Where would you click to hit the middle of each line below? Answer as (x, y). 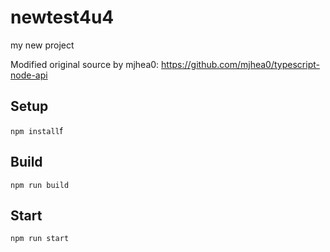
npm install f (36, 130)
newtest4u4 (62, 17)
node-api (29, 75)
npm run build (40, 185)
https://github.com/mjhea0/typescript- (240, 64)
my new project (42, 45)
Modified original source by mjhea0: (85, 64)
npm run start (40, 239)
